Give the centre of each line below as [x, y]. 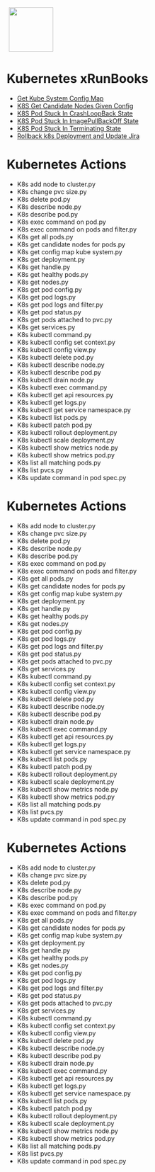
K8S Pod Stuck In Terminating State [69, 128]
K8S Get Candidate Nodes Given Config [75, 106]
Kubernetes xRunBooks [77, 79]
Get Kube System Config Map [60, 98]
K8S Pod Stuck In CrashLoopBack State [75, 113]
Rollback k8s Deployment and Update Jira [78, 136]
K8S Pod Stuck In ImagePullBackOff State [77, 120]
